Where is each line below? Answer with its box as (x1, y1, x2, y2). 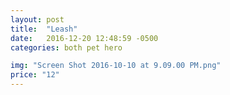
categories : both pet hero (10, 42, 123, 53)
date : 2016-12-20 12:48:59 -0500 (10, 33, 159, 43)
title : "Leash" (10, 24, 78, 34)
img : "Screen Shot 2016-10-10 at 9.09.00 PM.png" (10, 61, 222, 71)
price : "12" (10, 70, 60, 80)
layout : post (10, 14, 65, 25)
